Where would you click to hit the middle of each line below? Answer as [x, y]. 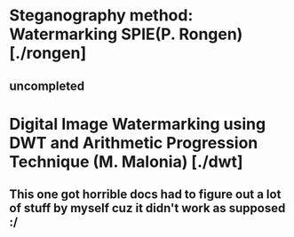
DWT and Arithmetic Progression [134, 142]
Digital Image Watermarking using [138, 124]
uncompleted [47, 86]
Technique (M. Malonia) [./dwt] [126, 162]
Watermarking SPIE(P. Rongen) [126, 34]
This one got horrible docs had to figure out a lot [145, 195]
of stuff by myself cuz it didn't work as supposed [147, 208]
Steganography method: [101, 16]
